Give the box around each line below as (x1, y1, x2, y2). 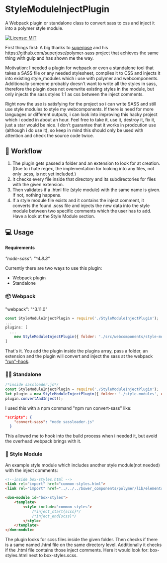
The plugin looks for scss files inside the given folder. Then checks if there (5, 537, 158, 543)
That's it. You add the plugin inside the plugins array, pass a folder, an (5, 347, 148, 354)
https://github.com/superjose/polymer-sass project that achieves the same (5, 50, 159, 56)
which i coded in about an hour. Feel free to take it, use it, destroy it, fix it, (5, 116, 156, 122)
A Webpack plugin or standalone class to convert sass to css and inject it (5, 20, 155, 26)
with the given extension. (12, 181, 64, 187)
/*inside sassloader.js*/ (5, 382, 59, 387)
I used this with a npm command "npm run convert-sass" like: (5, 405, 132, 411)
